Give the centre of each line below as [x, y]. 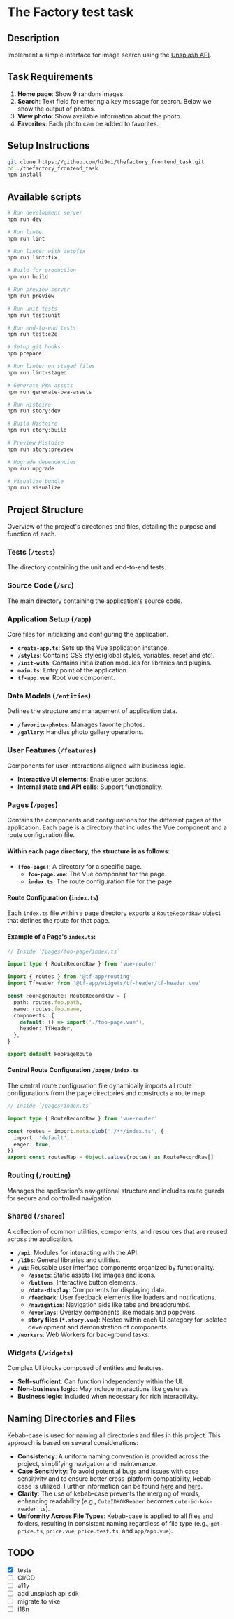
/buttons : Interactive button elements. [82, 1282]
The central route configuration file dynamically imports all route [100, 1086]
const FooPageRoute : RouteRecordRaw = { [67, 996]
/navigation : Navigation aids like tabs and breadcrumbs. [109, 1304]
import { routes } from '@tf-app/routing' [70, 977]
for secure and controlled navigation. [60, 1198]
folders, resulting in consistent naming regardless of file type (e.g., [113, 1523]
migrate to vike [39, 1601]
